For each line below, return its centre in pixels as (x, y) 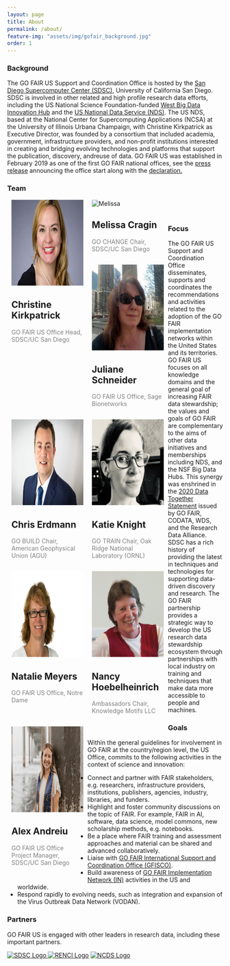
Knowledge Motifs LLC (124, 711)
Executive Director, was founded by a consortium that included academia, (111, 134)
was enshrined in (192, 484)
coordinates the (190, 287)
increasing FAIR (190, 397)
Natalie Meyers (44, 676)
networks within (190, 338)
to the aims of (187, 433)
